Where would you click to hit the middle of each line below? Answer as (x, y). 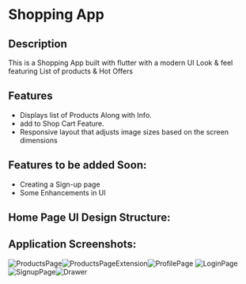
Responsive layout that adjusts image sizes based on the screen (124, 131)
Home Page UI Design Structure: (89, 218)
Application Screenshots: (72, 244)
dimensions (38, 140)
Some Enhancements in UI (63, 192)
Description (38, 44)
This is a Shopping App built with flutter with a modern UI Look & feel (121, 62)
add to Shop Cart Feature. (62, 123)
